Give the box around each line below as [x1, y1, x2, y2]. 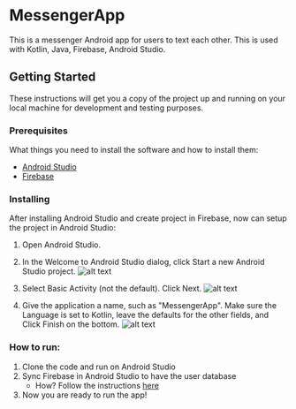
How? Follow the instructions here [34, 380, 159, 390]
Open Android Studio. [21, 239, 102, 250]
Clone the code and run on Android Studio [21, 361, 177, 372]
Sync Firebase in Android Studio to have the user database [21, 370, 237, 381]
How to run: [9, 341, 61, 353]
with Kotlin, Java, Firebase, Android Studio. [9, 43, 166, 54]
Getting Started [9, 70, 96, 85]
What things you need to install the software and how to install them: [9, 145, 259, 155]
